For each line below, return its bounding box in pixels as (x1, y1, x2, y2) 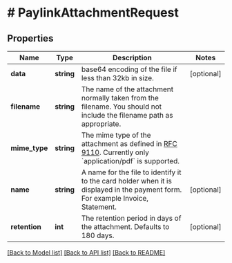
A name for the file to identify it (81, 167, 182, 177)
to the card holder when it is (81, 176, 173, 185)
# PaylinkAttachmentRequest (7, 5, 180, 21)
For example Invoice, (81, 194, 149, 203)
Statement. (81, 202, 117, 212)
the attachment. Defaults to (81, 222, 170, 231)
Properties (7, 33, 54, 44)
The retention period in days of (81, 213, 182, 223)
